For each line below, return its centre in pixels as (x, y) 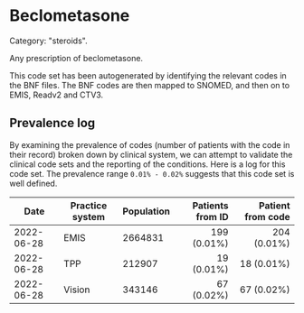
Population (146, 211)
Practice (89, 206)
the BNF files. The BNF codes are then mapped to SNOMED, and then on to (150, 85)
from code (267, 216)
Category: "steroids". (48, 41)
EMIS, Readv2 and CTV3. (57, 95)
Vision (76, 290)
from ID (212, 216)
